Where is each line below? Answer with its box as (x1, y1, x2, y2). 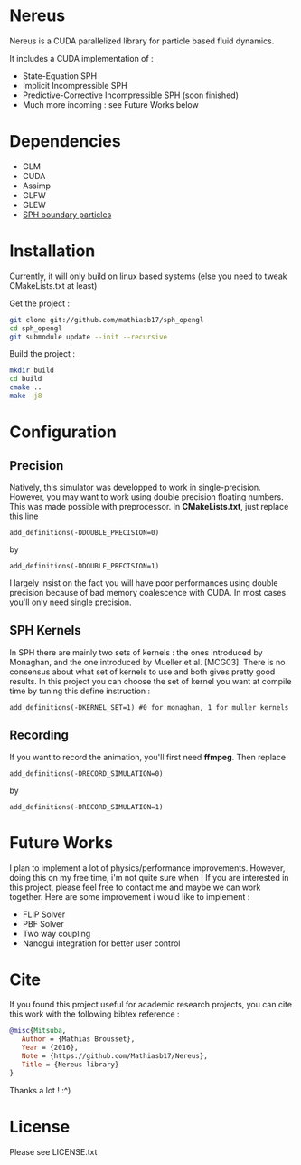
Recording (9, 728, 70, 743)
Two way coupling (22, 928, 91, 939)
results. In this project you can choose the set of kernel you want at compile (9, 675, 292, 686)
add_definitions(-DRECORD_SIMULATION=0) (9, 769, 165, 778)
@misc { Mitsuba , (9, 1027, 67, 1036)
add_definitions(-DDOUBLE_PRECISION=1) (9, 561, 160, 570)
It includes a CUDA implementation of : (9, 53, 154, 63)
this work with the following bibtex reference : (9, 1008, 180, 1019)
